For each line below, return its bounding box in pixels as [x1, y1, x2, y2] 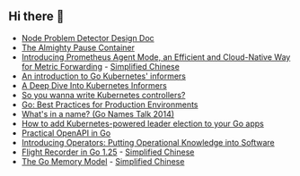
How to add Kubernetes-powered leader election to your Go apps [21, 118, 264, 129]
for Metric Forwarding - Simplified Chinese [21, 61, 181, 71]
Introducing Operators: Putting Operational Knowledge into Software [21, 137, 275, 147]
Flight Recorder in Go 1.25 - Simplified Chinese [21, 147, 195, 157]
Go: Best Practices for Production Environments [21, 99, 199, 110]
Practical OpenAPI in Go [21, 127, 111, 138]
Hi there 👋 [8, 9, 65, 24]
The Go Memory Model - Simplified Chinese [21, 155, 185, 166]
